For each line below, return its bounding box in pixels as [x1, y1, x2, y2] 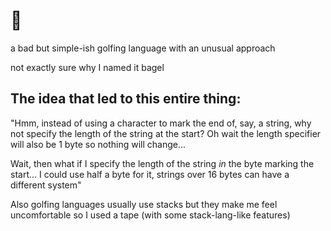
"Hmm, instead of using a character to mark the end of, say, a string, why [10, 117, 312, 129]
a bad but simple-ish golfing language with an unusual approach [10, 42, 276, 54]
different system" [10, 179, 82, 191]
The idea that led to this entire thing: [10, 90, 242, 108]
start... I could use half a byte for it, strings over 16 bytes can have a [10, 168, 290, 180]
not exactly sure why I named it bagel [10, 61, 165, 73]
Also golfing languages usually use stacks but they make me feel [10, 198, 278, 210]
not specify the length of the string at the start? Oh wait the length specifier [10, 127, 322, 139]
